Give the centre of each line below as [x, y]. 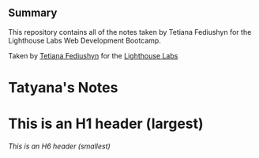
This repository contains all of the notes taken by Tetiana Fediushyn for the [130, 32]
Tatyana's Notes [63, 88]
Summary [33, 13]
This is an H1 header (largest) [106, 124]
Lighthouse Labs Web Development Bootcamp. [85, 40]
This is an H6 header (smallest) [59, 146]
